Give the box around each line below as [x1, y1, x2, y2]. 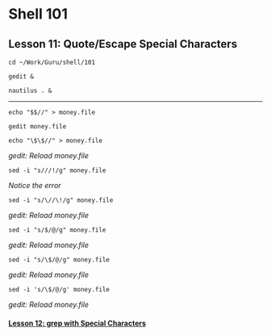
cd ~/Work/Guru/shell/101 [8, 58, 95, 66]
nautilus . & [8, 86, 52, 94]
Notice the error [8, 181, 62, 190]
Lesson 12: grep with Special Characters [8, 318, 147, 328]
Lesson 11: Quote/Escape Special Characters [8, 37, 238, 51]
